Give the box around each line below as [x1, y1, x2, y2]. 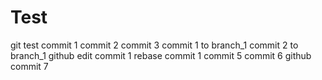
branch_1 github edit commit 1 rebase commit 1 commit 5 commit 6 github [10, 49, 312, 61]
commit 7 [10, 60, 49, 72]
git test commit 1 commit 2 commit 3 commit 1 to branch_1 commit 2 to [10, 39, 299, 51]
